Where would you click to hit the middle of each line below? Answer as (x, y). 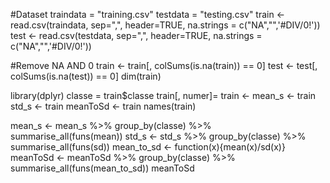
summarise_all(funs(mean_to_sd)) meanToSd (102, 168)
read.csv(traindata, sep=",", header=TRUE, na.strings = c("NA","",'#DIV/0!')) (165, 25)
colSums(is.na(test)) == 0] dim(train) (86, 76)
